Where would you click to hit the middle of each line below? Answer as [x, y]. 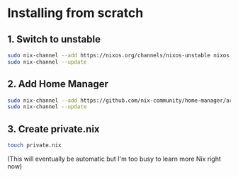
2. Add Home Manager [58, 84]
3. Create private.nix [54, 129]
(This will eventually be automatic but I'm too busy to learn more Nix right [114, 159]
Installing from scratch [75, 13]
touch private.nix [34, 145]
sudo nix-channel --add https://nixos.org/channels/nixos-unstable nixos [119, 55]
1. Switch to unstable [54, 39]
